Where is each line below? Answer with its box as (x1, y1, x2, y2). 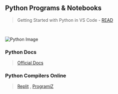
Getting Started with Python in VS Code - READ (17, 17, 114, 23)
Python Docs (5, 48, 37, 55)
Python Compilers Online (5, 72, 66, 79)
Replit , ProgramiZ (17, 84, 54, 90)
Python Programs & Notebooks (5, 4, 102, 12)
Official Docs (17, 60, 44, 66)
